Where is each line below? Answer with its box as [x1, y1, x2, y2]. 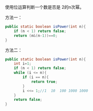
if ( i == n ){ [22, 75, 49, 79]
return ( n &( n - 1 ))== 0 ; [14, 33, 57, 38]
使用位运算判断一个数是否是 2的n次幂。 [5, 4, 84, 10]
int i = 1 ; [14, 61, 32, 66]
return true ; [31, 79, 57, 84]
